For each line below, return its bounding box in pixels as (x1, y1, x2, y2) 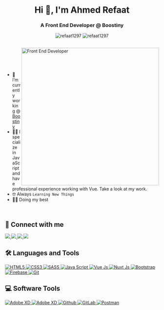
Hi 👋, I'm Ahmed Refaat (34, 4, 130, 16)
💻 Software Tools (5, 284, 60, 292)
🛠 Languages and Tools (5, 249, 80, 257)
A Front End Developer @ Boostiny (40, 22, 124, 29)
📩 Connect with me (5, 220, 64, 229)
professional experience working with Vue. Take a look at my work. (12, 186, 147, 192)
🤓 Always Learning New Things (12, 191, 75, 197)
